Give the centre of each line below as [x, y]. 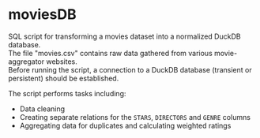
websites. [62, 62]
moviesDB [42, 15]
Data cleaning [42, 109]
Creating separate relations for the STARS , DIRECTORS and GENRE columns [135, 117]
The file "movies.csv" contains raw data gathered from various [111, 53]
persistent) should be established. [64, 78]
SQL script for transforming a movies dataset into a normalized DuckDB [124, 36]
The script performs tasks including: [67, 93]
